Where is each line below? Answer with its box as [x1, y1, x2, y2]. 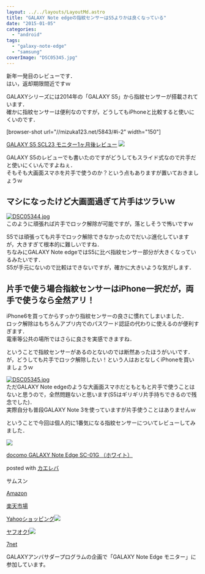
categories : [6, 26, 37, 32]
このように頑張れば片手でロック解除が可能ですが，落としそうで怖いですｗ [6, 220, 194, 227]
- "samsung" [12, 49, 43, 55]
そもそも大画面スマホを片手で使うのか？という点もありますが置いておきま [6, 169, 194, 176]
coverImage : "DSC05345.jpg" [6, 55, 78, 61]
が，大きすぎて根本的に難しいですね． [6, 241, 103, 248]
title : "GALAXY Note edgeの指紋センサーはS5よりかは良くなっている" [6, 15, 166, 21]
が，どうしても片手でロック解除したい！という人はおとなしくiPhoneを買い [6, 356, 195, 363]
